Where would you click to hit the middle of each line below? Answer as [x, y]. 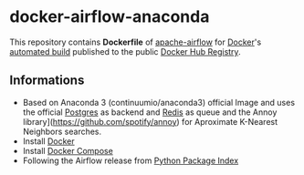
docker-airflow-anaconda [110, 17]
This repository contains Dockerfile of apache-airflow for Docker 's [136, 42]
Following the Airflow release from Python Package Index [131, 160]
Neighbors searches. [62, 131]
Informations [47, 81]
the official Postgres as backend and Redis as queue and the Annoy [150, 112]
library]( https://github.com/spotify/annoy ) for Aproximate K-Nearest [150, 121]
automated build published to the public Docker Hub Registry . [125, 51]
